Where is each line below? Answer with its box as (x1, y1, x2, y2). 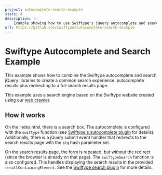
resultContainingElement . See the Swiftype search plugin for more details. (5, 164, 153, 170)
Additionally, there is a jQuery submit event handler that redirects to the (5, 134, 147, 140)
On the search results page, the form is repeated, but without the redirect (5, 149, 150, 155)
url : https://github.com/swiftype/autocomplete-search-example (5, 25, 135, 30)
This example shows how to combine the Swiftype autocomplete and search (5, 72, 157, 78)
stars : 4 (5, 12, 23, 16)
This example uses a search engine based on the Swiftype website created (5, 92, 154, 98)
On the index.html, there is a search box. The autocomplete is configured (5, 124, 150, 130)
